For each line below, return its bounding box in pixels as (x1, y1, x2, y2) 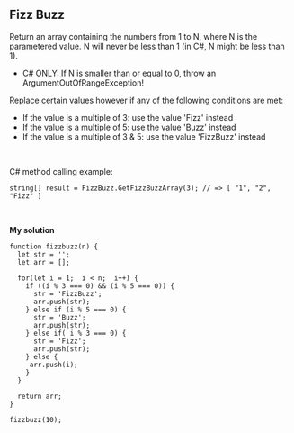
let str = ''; (17, 249, 70, 259)
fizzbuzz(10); (9, 415, 63, 424)
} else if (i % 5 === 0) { (25, 305, 127, 314)
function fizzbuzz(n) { (9, 242, 99, 251)
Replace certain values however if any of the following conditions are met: (9, 95, 284, 105)
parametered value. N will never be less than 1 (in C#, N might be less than (9, 41, 285, 51)
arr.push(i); (29, 360, 78, 369)
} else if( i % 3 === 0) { (25, 329, 127, 338)
